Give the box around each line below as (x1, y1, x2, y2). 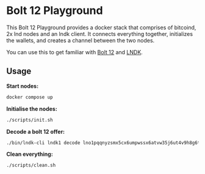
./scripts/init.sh (6, 117, 53, 123)
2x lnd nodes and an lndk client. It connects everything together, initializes (6, 30, 193, 37)
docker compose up (6, 94, 53, 100)
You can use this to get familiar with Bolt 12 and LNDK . (6, 48, 143, 55)
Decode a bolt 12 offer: (6, 128, 65, 135)
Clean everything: (6, 150, 53, 158)
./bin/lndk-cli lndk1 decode (6, 139, 81, 146)
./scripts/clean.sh (6, 162, 56, 169)
